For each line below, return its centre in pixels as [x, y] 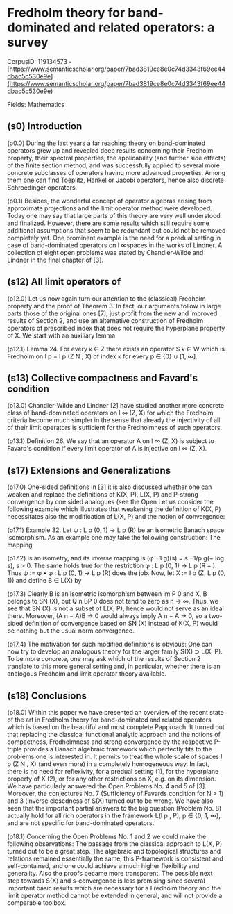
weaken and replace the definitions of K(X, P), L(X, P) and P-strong [103, 495]
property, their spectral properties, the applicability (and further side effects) [116, 158]
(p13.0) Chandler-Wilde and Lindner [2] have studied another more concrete [115, 406]
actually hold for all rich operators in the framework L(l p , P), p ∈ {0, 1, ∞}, [114, 815]
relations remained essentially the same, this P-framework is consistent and [115, 858]
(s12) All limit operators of [64, 282]
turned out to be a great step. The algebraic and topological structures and [114, 851]
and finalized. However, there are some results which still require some [108, 223]
